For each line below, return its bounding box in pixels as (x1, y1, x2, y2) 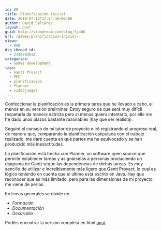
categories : (5, 57, 29, 61)
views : (5, 39, 18, 43)
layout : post (5, 25, 31, 30)
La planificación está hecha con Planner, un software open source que (5, 151, 146, 157)
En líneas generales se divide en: (5, 191, 71, 197)
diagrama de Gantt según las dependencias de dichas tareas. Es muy (5, 161, 143, 167)
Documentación (12, 205, 44, 211)
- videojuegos (9, 88, 38, 93)
